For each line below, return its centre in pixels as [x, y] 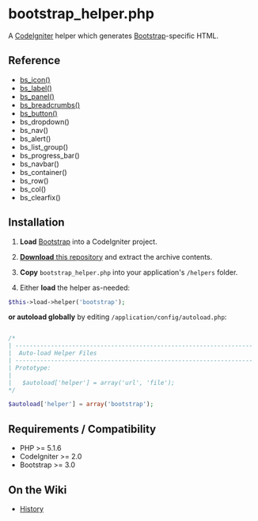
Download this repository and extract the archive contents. [116, 257]
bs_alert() [35, 139]
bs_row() [34, 181]
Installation [36, 222]
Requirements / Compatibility [82, 429]
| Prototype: [30, 368]
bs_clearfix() [40, 197]
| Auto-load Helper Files [53, 353]
